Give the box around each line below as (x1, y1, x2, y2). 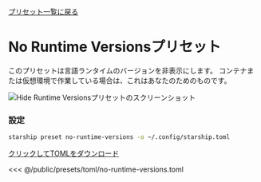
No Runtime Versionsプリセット (8, 38, 221, 56)
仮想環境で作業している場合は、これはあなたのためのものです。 (22, 75, 231, 85)
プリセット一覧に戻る (8, 7, 78, 16)
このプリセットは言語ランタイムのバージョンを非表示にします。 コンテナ (8, 65, 247, 75)
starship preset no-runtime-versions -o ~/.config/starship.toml (8, 133, 230, 141)
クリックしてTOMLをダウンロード (8, 148, 120, 158)
